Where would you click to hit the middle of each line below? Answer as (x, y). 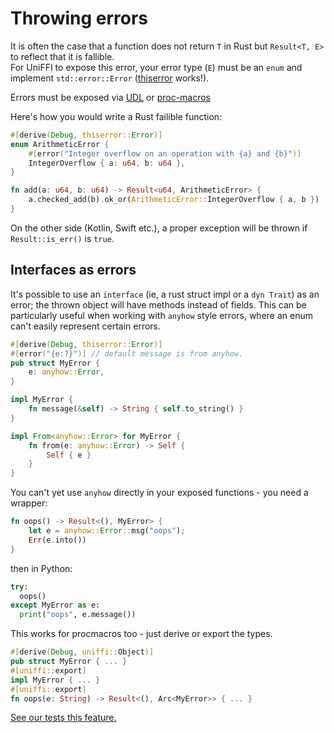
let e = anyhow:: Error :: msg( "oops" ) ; (107, 531)
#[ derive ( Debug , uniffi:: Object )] (82, 652)
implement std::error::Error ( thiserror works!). (110, 78)
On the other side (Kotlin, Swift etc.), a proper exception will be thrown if (159, 228)
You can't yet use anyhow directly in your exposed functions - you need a (159, 493)
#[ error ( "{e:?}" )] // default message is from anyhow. (127, 353)
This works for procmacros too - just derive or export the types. (141, 634)
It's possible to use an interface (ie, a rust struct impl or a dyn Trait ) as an (165, 294)
